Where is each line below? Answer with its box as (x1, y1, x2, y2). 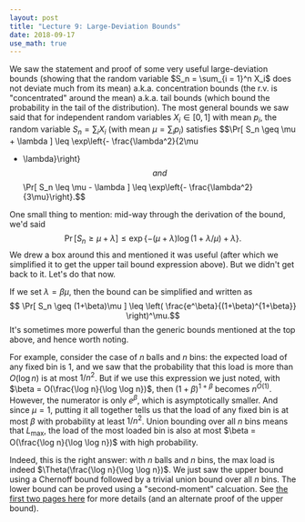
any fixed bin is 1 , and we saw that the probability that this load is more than (9, 361, 294, 372)
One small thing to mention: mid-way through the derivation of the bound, (9, 208, 286, 219)
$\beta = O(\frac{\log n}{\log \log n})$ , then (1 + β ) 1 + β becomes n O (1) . (9, 382, 272, 394)
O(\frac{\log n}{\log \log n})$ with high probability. (9, 437, 198, 448)
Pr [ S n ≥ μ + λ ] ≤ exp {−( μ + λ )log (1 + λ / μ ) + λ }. (64, 233, 242, 246)
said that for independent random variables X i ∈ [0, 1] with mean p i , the (9, 112, 278, 125)
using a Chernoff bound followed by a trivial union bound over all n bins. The (9, 474, 297, 485)
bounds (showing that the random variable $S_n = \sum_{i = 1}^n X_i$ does (9, 74, 291, 85)
